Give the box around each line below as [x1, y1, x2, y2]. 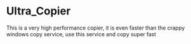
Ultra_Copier [6, 4, 71, 18]
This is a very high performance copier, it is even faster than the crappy [6, 24, 185, 31]
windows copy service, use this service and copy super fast [6, 30, 156, 37]
